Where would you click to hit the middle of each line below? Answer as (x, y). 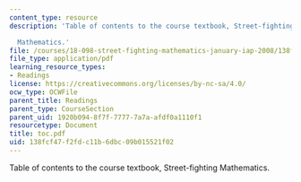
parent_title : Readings (54, 100)
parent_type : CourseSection (62, 108)
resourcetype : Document (54, 126)
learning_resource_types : (57, 67)
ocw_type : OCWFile (43, 92)
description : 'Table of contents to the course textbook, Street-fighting (152, 26)
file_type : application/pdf (62, 59)
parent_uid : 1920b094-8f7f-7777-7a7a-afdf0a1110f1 (106, 117)
